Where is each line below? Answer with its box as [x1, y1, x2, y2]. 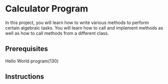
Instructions [5, 72, 44, 81]
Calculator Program [5, 3, 89, 14]
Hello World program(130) [5, 58, 59, 64]
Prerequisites [5, 44, 48, 53]
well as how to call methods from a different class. [5, 30, 109, 36]
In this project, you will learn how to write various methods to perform [5, 19, 149, 25]
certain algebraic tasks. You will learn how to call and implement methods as [5, 24, 163, 30]
